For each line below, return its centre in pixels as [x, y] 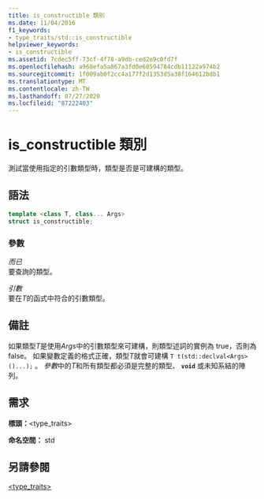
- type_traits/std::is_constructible [70, 37]
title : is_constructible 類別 [56, 15]
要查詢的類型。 [32, 271]
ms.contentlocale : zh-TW [49, 89]
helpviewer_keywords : [44, 45]
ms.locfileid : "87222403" [50, 103]
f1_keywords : [30, 30]
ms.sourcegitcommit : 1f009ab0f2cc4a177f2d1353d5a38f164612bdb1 [114, 74]
